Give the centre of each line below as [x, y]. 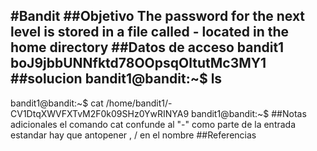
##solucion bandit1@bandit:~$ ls [116, 79]
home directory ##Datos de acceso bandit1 [147, 47]
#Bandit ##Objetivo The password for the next [158, 16]
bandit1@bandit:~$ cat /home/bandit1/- [91, 103]
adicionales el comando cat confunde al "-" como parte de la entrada [153, 124]
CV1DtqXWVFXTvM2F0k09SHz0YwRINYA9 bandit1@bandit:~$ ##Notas [158, 113]
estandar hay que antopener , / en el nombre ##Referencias [133, 135]
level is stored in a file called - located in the [150, 32]
